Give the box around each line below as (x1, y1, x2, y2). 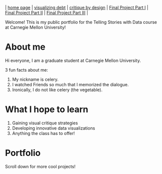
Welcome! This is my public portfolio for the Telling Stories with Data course (5, 19, 157, 25)
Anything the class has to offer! (12, 130, 75, 136)
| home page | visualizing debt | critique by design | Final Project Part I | (5, 5, 148, 10)
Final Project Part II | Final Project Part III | (5, 10, 89, 16)
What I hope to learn (5, 104, 89, 115)
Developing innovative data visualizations (12, 125, 95, 131)
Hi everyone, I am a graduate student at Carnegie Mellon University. (5, 58, 141, 63)
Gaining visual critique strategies (12, 120, 78, 126)
